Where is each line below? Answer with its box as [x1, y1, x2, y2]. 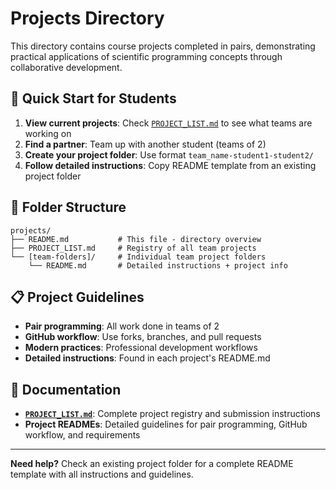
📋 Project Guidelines [10, 288, 145, 306]
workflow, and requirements [24, 429, 141, 441]
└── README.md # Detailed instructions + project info [28, 260, 288, 271]
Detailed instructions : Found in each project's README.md [24, 352, 271, 364]
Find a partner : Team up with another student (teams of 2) [24, 138, 267, 150]
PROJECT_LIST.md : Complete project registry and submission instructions [24, 408, 321, 420]
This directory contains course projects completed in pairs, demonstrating [10, 40, 316, 52]
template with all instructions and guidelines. [10, 468, 194, 481]
